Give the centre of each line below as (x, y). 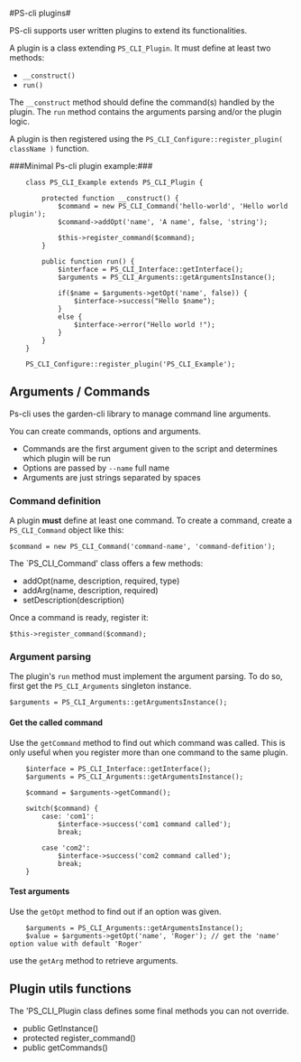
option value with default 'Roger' (76, 944)
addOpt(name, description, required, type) (101, 581)
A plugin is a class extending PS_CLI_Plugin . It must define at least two (140, 48)
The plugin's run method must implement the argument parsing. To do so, (146, 676)
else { (70, 317)
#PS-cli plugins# (40, 13)
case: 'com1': (68, 816)
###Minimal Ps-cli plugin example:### (81, 166)
